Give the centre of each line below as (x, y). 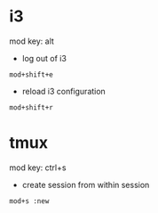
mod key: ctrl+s (38, 168)
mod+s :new (29, 201)
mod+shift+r (31, 107)
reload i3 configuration (64, 91)
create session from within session (86, 184)
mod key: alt (32, 41)
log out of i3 (44, 58)
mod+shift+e (31, 74)
